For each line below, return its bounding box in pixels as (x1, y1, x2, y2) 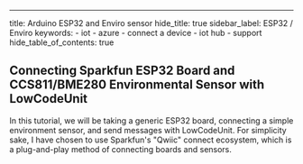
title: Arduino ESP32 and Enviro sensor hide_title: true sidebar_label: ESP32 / (9, 18, 293, 28)
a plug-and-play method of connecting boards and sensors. (9, 143, 233, 154)
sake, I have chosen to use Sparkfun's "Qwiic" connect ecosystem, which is (9, 134, 292, 145)
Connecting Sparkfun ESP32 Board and (9, 63, 235, 78)
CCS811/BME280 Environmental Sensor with (9, 77, 264, 93)
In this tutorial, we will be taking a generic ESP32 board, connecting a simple (9, 114, 294, 126)
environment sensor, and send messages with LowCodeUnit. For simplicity (9, 124, 287, 135)
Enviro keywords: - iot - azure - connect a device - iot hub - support (9, 28, 262, 38)
